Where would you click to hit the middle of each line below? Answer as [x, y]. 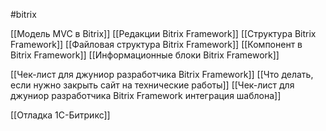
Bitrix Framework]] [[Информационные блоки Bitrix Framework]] [145, 55]
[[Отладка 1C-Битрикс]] [60, 115]
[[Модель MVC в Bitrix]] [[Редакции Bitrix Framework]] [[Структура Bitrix [163, 33]
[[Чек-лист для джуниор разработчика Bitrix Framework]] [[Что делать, [162, 74]
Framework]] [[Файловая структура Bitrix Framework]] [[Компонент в [156, 44]
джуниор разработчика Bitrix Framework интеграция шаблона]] [146, 95]
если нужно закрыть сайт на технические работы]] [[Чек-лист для [152, 85]
